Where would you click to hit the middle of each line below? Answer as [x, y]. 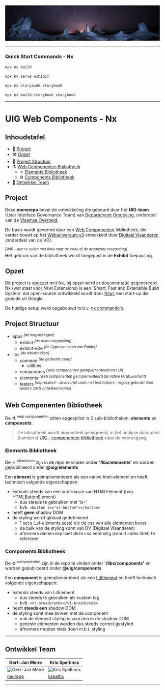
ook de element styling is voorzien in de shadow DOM [74, 619]
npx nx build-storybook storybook [41, 95]
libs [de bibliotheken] [30, 354]
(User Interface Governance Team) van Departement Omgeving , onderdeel [81, 215]
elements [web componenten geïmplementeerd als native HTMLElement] [83, 377]
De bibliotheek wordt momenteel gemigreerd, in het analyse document [88, 433]
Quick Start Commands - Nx [39, 56]
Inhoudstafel [25, 137]
